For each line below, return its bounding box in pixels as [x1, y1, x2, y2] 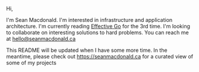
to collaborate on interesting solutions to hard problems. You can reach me [6, 29, 189, 36]
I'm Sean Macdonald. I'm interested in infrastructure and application [6, 17, 173, 23]
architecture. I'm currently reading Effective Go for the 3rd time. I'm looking [6, 23, 191, 30]
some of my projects [6, 59, 56, 66]
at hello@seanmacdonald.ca [6, 35, 76, 42]
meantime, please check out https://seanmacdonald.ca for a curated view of [6, 53, 194, 60]
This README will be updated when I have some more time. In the [6, 47, 168, 54]
